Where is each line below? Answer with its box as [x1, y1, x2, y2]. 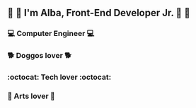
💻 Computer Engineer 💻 [7, 29, 95, 39]
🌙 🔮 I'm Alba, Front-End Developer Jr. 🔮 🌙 [7, 7, 191, 19]
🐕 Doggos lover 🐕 [7, 51, 72, 61]
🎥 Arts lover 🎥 [7, 91, 55, 101]
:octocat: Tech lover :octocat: [7, 72, 112, 82]
